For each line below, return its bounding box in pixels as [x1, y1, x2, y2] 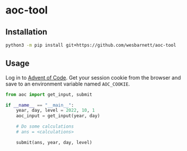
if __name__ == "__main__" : [5, 102, 74, 108]
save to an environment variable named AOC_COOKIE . [5, 80, 130, 87]
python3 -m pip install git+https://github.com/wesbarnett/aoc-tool [5, 42, 176, 48]
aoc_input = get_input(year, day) [16, 113, 100, 119]
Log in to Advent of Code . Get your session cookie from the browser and [5, 74, 181, 81]
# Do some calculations [16, 123, 74, 129]
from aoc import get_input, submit [5, 91, 93, 97]
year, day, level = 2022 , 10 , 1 [16, 108, 95, 114]
